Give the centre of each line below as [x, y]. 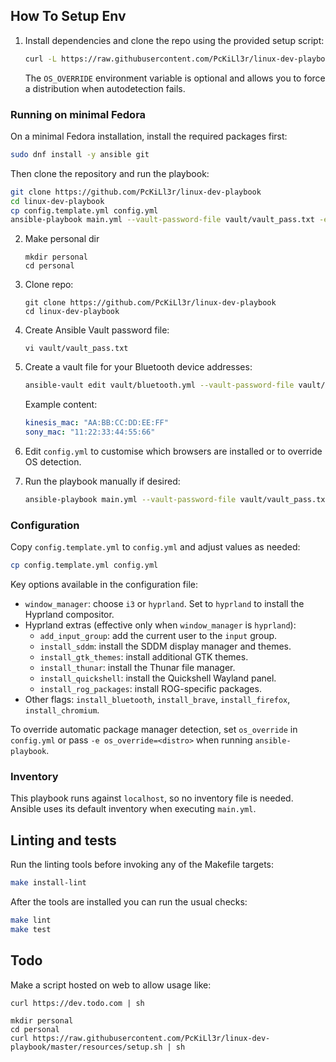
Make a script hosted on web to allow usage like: [111, 985]
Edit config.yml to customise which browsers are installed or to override [173, 451]
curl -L [40, 59]
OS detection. [53, 461]
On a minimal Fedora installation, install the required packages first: [149, 136]
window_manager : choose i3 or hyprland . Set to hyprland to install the [164, 604]
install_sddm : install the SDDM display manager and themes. [165, 646]
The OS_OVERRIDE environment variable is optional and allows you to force [175, 78]
